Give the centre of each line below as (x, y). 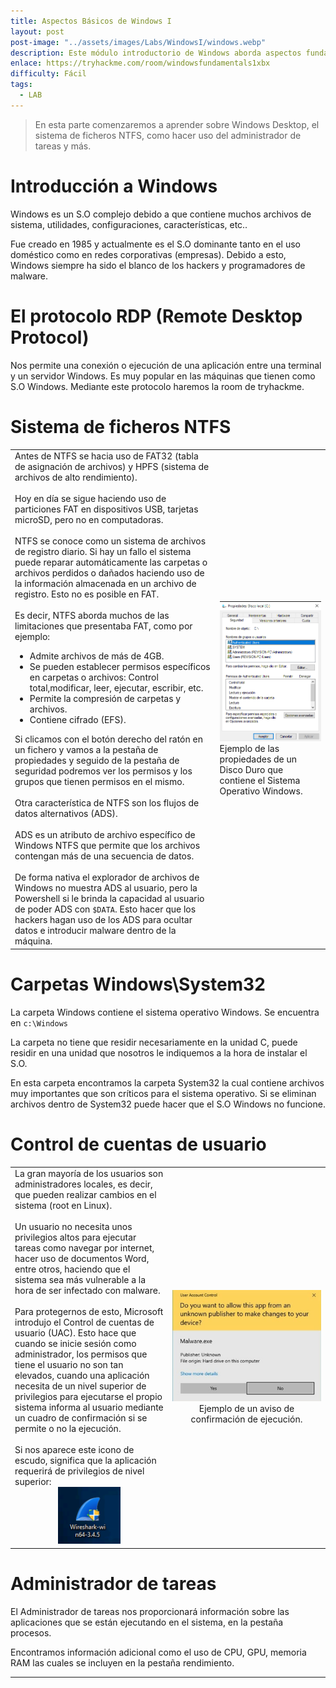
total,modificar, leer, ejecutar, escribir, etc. (116, 688)
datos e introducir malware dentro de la (95, 931)
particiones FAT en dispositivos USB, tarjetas (106, 509)
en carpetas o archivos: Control (94, 677)
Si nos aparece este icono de (74, 1450)
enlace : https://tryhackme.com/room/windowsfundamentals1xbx (140, 63)
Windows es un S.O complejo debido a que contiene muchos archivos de (161, 214)
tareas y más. (63, 146)
